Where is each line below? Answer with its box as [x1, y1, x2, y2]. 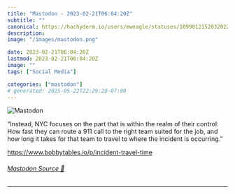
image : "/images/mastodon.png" [7, 36, 99, 43]
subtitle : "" [7, 17, 45, 24]
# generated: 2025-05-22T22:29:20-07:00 [7, 87, 127, 94]
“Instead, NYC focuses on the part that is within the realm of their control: [7, 120, 219, 128]
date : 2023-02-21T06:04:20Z [7, 49, 90, 56]
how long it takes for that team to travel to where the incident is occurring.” [7, 135, 223, 143]
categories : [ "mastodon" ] [7, 81, 83, 88]
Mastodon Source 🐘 [7, 164, 65, 172]
